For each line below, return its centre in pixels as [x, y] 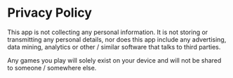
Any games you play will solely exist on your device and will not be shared [114, 60]
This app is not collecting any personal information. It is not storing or [108, 32]
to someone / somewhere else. [52, 68]
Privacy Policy [50, 13]
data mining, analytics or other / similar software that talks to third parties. [114, 47]
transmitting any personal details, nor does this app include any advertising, [117, 39]
